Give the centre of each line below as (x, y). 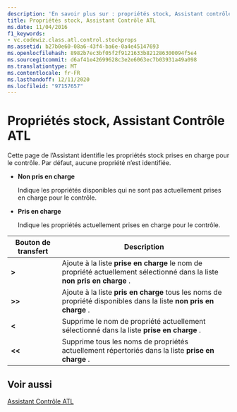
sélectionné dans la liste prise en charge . (131, 330)
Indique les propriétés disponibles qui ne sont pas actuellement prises (119, 190)
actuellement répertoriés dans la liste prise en (138, 351)
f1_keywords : (26, 34)
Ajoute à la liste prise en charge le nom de (132, 263)
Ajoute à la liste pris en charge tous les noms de (142, 292)
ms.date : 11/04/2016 (38, 27)
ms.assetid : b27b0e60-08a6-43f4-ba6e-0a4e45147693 (83, 47)
